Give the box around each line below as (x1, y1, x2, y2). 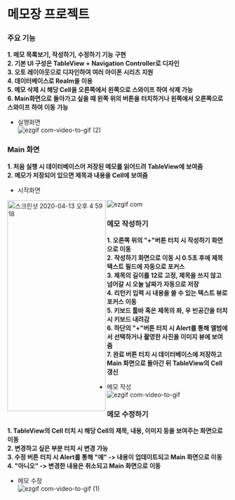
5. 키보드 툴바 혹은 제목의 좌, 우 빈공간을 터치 (107, 306, 228, 315)
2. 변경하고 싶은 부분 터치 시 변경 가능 (7, 444, 109, 453)
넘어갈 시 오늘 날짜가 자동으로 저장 (107, 280, 199, 289)
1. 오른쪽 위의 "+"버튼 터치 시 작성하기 (107, 236, 210, 244)
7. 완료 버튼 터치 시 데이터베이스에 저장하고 (107, 350, 222, 359)
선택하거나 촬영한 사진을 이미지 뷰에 (114, 333, 210, 341)
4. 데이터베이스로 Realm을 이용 (7, 77, 93, 85)
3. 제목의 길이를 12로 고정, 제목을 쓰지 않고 (107, 271, 222, 279)
